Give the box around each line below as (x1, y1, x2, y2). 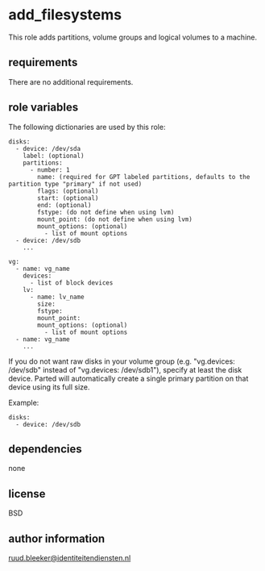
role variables (8, 101, 79, 115)
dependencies (8, 442, 82, 456)
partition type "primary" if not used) (8, 180, 143, 188)
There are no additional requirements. (8, 77, 134, 86)
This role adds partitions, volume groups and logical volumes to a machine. (8, 32, 258, 42)
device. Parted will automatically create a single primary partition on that (8, 373, 249, 383)
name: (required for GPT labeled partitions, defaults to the (37, 173, 251, 181)
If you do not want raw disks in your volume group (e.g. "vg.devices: (8, 356, 235, 366)
